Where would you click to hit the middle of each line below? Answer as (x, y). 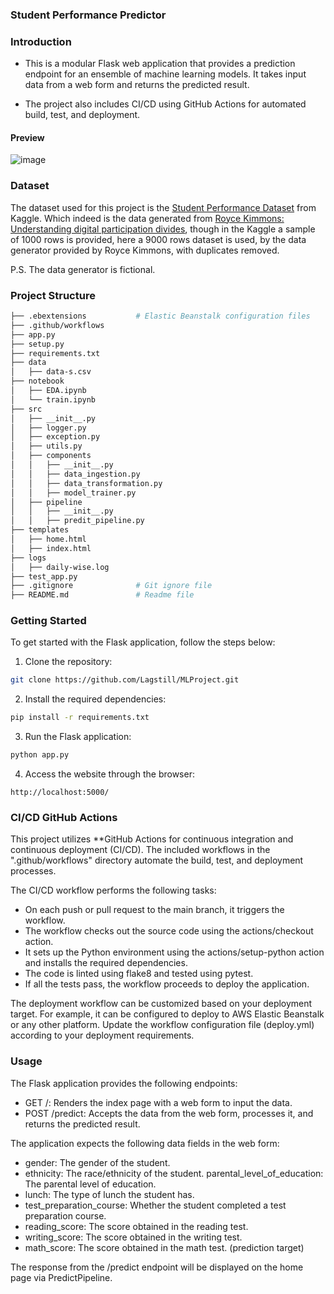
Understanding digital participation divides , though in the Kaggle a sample (163, 229)
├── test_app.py (44, 576)
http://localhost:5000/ (60, 793)
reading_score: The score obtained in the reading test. (136, 1226)
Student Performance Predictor (88, 15)
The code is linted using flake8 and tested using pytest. (139, 974)
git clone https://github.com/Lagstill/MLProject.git (125, 680)
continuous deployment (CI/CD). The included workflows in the (140, 850)
